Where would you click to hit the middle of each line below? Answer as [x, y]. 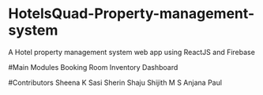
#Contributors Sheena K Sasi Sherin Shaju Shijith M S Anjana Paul [115, 82]
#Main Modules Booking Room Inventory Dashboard [93, 67]
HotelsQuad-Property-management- [131, 14]
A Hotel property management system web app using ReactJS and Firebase [131, 52]
